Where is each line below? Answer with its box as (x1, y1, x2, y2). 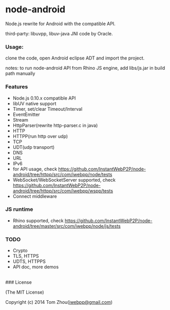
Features (5, 83, 28, 90)
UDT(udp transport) (12, 144, 55, 150)
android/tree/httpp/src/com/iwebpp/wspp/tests (12, 187, 114, 193)
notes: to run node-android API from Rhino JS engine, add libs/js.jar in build (5, 65, 165, 71)
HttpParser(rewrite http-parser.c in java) (12, 122, 98, 128)
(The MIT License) (5, 289, 45, 296)
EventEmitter (12, 111, 40, 118)
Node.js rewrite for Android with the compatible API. (5, 21, 116, 27)
